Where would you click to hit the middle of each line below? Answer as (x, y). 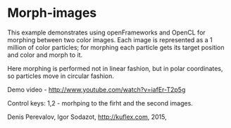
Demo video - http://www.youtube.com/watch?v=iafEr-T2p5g (96, 89)
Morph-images (52, 13)
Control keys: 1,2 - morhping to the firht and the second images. (100, 103)
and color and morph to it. (45, 55)
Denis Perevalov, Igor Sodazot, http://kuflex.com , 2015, (87, 117)
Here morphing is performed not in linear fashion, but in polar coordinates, (115, 68)
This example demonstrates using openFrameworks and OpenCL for (106, 32)
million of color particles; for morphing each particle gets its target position (116, 47)
